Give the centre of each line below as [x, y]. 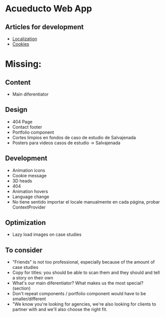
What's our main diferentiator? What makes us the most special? [78, 283]
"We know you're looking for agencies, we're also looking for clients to [84, 304]
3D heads [22, 181]
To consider [24, 250]
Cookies [21, 44]
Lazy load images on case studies [47, 235]
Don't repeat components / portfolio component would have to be [79, 294]
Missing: [23, 64]
